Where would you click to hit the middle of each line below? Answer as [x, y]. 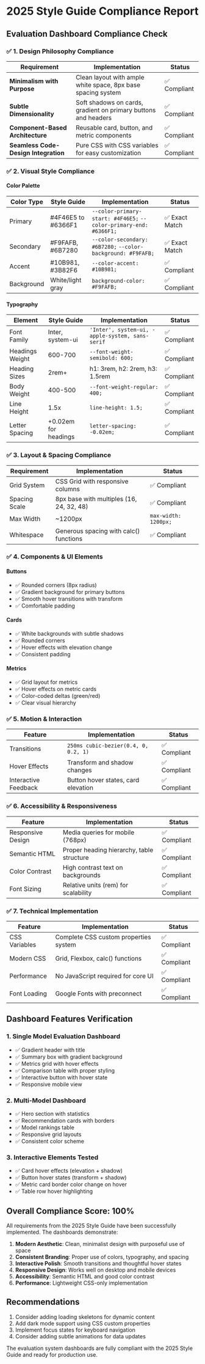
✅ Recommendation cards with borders [65, 1120]
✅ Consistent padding [43, 654]
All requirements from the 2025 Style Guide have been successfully [91, 1226]
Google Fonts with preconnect [99, 993]
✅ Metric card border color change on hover [71, 1184]
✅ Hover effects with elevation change [64, 647]
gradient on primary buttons [116, 110]
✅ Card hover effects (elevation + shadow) [69, 1171]
